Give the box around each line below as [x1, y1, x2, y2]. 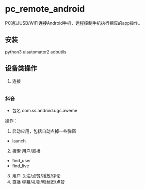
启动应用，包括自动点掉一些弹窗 [12, 128, 76, 134]
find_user [12, 157, 31, 163]
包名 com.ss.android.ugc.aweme [12, 107, 78, 113]
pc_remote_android [5, 3, 85, 15]
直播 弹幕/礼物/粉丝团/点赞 [12, 179, 65, 185]
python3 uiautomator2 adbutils [5, 49, 66, 54]
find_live [12, 163, 29, 169]
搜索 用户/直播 [12, 148, 41, 154]
